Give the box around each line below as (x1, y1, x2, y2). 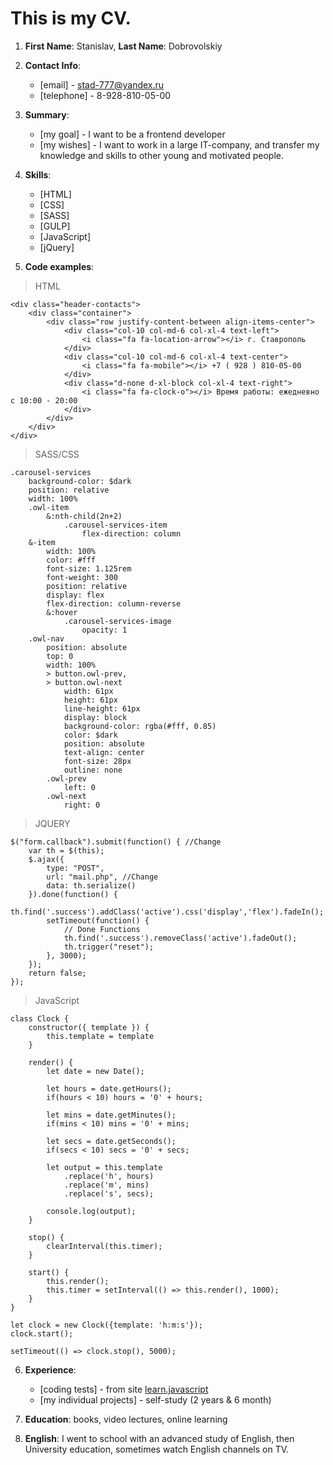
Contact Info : (24, 59, 82, 71)
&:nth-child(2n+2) (46, 511, 123, 521)
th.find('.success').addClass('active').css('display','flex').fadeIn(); (10, 907, 325, 917)
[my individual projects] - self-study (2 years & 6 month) (39, 1393, 272, 1406)
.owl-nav (28, 633, 65, 644)
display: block (63, 712, 128, 722)
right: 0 (63, 800, 101, 810)
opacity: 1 (81, 625, 128, 635)
